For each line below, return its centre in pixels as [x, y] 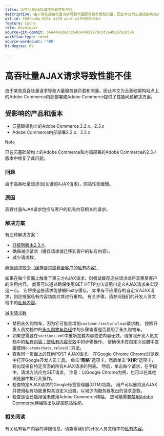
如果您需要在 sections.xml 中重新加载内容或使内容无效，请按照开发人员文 [85, 336]
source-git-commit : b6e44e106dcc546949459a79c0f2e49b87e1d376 [70, 32]
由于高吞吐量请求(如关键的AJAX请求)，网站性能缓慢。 [59, 184]
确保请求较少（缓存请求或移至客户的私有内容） [52, 268]
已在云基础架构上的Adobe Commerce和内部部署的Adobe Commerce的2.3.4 [81, 152]
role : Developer [21, 28]
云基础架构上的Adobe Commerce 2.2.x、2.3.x [58, 126]
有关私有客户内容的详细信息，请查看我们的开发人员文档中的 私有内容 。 [76, 428]
